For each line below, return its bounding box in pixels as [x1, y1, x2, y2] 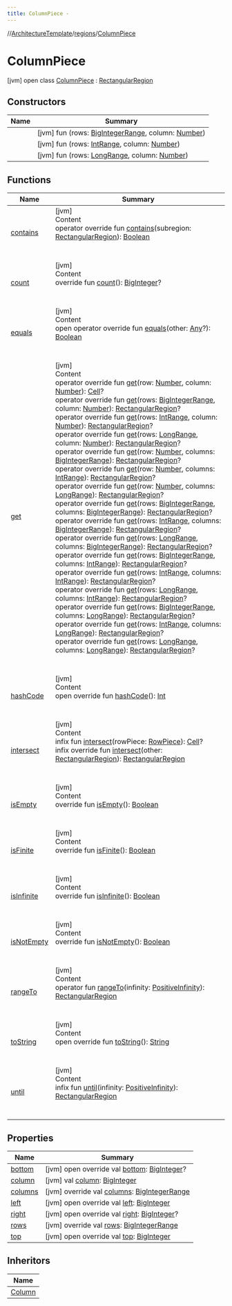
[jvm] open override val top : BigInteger [44, 1231, 171, 1241]
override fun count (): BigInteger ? [55, 277, 162, 287]
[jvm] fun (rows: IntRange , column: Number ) [37, 139, 181, 149]
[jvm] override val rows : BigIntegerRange [44, 1220, 178, 1229]
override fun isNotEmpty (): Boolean [55, 937, 171, 946]
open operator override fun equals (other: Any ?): [55, 324, 211, 333]
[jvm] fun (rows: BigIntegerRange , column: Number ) [37, 128, 206, 138]
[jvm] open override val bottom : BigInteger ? [44, 1164, 186, 1173]
